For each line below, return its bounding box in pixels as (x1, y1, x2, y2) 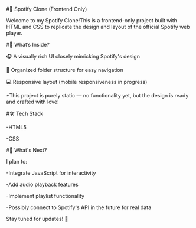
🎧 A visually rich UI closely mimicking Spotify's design (6, 53, 141, 60)
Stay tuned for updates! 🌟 (6, 216, 68, 222)
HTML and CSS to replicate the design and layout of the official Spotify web (6, 24, 190, 30)
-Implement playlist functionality (6, 193, 84, 199)
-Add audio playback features (6, 181, 79, 188)
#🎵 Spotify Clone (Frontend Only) (6, 6, 87, 12)
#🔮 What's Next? (6, 146, 47, 154)
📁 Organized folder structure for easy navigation (6, 67, 124, 73)
